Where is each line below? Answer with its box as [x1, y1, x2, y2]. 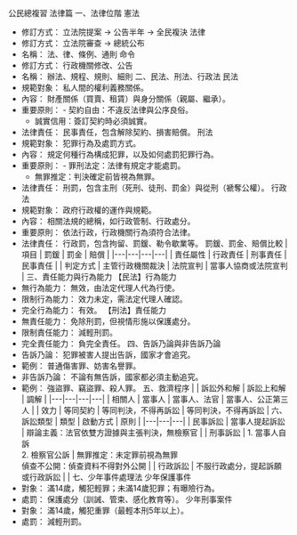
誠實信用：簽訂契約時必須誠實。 [34, 116, 152, 126]
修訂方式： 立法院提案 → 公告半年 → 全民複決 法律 [20, 27, 206, 37]
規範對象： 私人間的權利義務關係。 [20, 83, 148, 93]
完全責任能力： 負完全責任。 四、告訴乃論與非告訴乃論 [20, 338, 221, 349]
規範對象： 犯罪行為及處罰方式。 [20, 138, 141, 149]
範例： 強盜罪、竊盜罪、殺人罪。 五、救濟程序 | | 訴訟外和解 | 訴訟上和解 [20, 383, 286, 393]
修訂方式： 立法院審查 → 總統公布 [20, 38, 145, 48]
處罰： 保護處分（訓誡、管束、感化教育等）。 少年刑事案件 [20, 494, 233, 505]
